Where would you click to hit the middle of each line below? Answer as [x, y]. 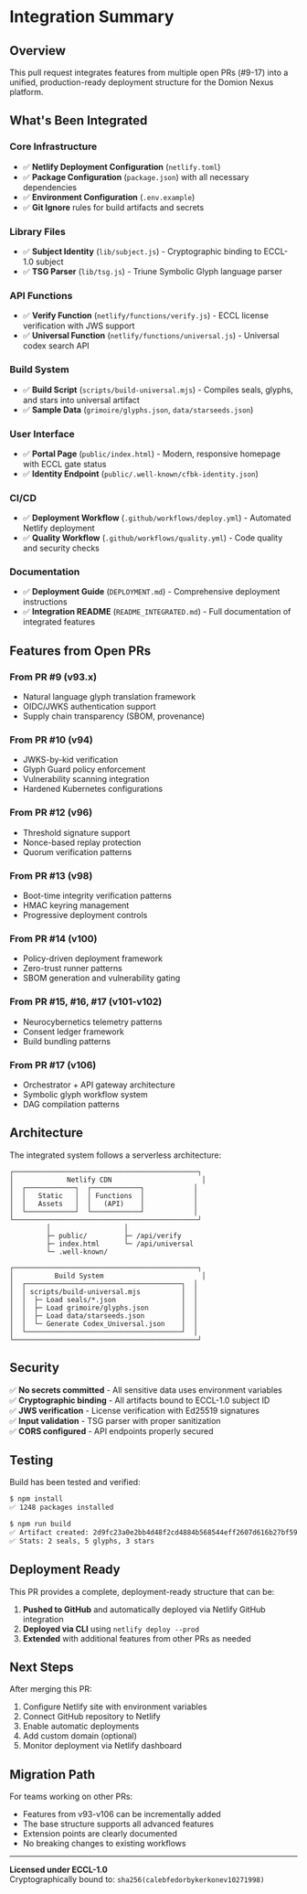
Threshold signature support [76, 832]
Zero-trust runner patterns [73, 968]
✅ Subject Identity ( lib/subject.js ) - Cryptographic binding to [142, 251]
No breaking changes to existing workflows [104, 1844]
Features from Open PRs [80, 651]
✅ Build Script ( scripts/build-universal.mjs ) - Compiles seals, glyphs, [158, 390]
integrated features [59, 622]
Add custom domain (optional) [79, 1736]
